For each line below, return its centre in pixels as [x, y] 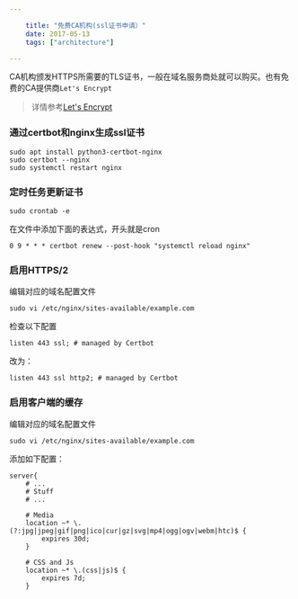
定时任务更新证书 [46, 192]
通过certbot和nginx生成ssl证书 [77, 133]
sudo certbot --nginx [50, 160]
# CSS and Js [50, 562]
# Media [39, 515]
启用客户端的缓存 [46, 403]
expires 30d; [66, 539]
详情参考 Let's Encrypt [72, 107]
